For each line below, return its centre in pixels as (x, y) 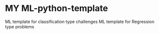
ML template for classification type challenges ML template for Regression (80, 22)
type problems (20, 26)
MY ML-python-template (57, 8)
